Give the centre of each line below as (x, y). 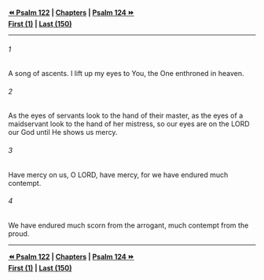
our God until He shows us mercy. (63, 133)
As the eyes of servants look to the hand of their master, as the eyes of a (126, 116)
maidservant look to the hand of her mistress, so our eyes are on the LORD (129, 124)
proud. (19, 233)
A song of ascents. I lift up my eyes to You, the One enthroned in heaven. (126, 74)
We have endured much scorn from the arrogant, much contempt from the (128, 225)
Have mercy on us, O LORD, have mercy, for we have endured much (118, 175)
